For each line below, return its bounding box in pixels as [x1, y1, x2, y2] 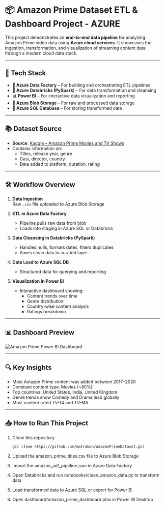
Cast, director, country [19, 156, 65, 162]
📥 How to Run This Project [5, 419, 88, 427]
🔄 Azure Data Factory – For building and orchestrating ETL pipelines [12, 82, 151, 88]
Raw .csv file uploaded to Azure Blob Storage [12, 201, 105, 207]
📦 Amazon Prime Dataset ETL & [5, 4, 138, 16]
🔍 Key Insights [5, 363, 52, 372]
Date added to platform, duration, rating [19, 161, 100, 167]
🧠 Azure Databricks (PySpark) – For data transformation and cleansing [12, 87, 157, 93]
